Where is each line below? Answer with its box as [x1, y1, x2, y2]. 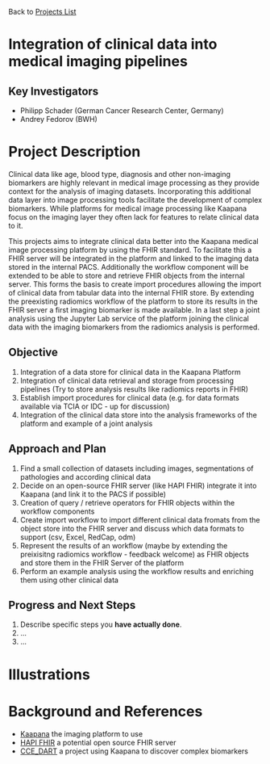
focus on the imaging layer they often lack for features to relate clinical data [8, 212, 260, 221]
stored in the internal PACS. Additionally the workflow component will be [8, 262, 249, 271]
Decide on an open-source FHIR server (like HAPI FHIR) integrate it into [19, 481, 257, 490]
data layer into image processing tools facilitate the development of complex [8, 195, 263, 204]
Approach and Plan [8, 442, 106, 455]
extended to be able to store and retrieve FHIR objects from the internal [8, 271, 245, 280]
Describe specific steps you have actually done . [19, 619, 182, 629]
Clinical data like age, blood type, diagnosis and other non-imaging [8, 169, 231, 178]
